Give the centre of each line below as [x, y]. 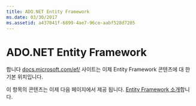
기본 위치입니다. [25, 77]
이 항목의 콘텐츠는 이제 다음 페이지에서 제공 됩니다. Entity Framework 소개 [93, 89]
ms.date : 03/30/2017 [32, 17]
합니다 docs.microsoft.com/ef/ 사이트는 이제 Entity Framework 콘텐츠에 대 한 [98, 70]
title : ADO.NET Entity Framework [48, 12]
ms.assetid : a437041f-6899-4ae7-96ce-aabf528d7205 [71, 23]
